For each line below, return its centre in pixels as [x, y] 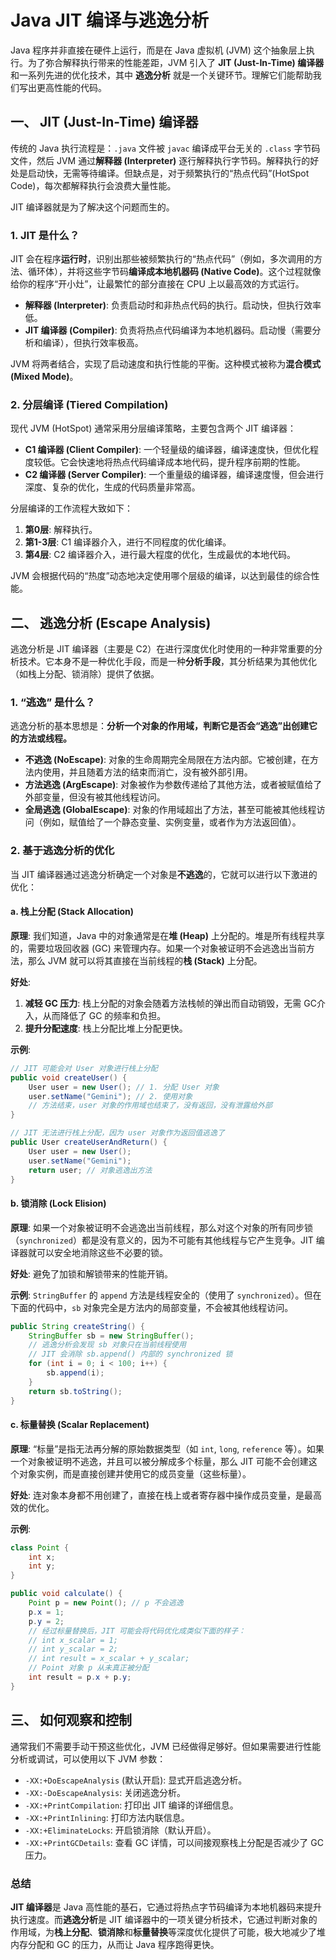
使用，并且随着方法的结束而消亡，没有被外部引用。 [147, 772]
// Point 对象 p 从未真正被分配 [89, 1668]
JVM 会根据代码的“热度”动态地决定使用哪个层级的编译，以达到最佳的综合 [161, 576]
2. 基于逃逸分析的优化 [62, 851]
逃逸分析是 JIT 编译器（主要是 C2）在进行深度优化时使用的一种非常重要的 [162, 649]
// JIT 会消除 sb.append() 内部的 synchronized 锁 [130, 1354]
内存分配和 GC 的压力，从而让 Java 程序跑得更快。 [115, 1944]
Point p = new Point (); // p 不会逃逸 [106, 1603]
